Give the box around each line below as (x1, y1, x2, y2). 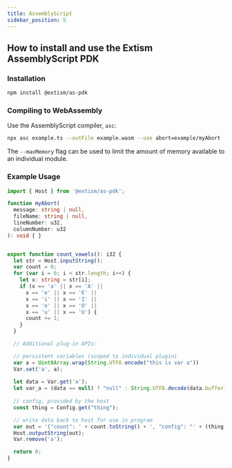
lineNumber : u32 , (13, 219, 64, 227)
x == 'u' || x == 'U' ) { (25, 308, 97, 315)
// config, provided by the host (13, 398, 110, 405)
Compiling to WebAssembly (7, 105, 103, 115)
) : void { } (7, 232, 41, 239)
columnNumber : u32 (13, 225, 67, 232)
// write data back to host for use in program (13, 416, 153, 424)
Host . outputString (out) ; (13, 429, 85, 436)
